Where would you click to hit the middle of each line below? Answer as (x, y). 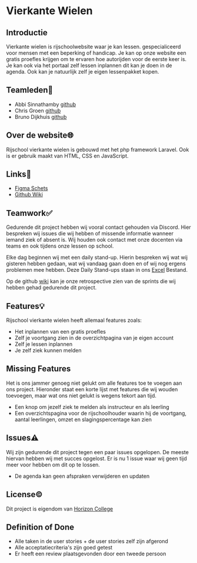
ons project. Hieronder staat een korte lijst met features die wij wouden (92, 389)
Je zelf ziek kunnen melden (48, 351)
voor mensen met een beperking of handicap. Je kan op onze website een (96, 53)
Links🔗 (19, 174)
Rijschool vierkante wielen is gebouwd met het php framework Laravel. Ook (98, 149)
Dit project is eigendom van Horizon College (60, 509)
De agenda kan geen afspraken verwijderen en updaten (82, 476)
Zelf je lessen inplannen (43, 344)
